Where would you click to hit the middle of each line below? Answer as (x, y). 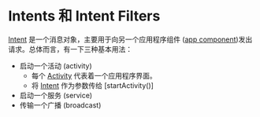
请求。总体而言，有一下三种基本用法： (70, 49)
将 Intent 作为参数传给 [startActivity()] (92, 85)
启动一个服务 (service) (56, 95)
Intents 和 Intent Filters (84, 16)
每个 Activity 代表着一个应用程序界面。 (94, 75)
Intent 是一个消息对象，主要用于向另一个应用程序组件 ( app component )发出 (130, 39)
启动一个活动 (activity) (56, 66)
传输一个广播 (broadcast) (60, 105)
